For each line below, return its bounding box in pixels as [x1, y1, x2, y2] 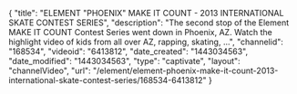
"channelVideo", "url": [8, 65, 92, 76]
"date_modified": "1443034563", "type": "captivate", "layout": [8, 56, 241, 66]
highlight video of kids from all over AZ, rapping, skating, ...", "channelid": [8, 36, 284, 47]
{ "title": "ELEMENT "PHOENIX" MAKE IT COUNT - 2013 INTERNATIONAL [8, 8, 284, 18]
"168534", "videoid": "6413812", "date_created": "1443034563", [8, 46, 248, 57]
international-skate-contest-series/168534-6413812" [8, 75, 207, 85]
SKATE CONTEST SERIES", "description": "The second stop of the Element [8, 17, 290, 28]
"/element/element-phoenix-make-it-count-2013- [93, 65, 279, 76]
